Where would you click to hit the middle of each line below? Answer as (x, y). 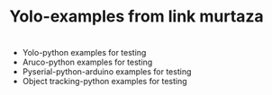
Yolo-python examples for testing (84, 53)
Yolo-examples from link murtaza (136, 17)
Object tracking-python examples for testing (104, 82)
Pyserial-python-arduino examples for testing (107, 72)
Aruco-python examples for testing (87, 62)
